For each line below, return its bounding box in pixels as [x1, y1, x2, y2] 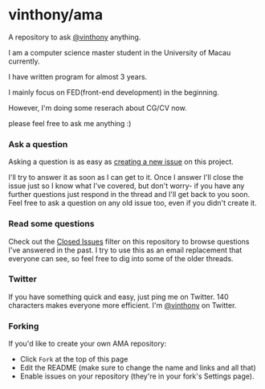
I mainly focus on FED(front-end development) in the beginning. [8, 87, 219, 97]
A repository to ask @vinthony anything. [8, 32, 141, 42]
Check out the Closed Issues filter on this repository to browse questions [8, 236, 250, 246]
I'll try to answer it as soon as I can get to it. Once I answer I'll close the [8, 173, 243, 182]
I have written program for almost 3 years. [8, 72, 148, 81]
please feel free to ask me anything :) [8, 118, 132, 128]
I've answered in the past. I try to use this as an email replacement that [8, 245, 243, 255]
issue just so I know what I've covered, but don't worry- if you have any [8, 181, 245, 190]
